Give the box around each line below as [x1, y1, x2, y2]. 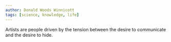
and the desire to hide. [5, 32, 53, 38]
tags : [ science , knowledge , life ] [5, 12, 80, 17]
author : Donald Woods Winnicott [5, 7, 74, 13]
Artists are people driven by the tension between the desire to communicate [5, 26, 166, 32]
